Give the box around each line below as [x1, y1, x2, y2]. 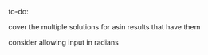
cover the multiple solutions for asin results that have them [8, 22, 201, 31]
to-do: [8, 7, 29, 16]
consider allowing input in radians [8, 37, 120, 47]
